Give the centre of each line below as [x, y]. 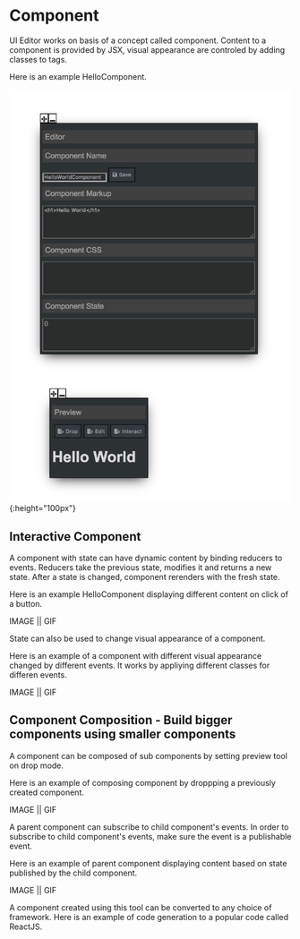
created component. [47, 792]
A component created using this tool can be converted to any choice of [141, 907]
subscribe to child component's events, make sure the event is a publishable [150, 836]
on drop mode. [37, 765]
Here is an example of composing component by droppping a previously [142, 782]
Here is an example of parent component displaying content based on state [148, 863]
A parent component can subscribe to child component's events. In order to [149, 827]
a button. [26, 604]
